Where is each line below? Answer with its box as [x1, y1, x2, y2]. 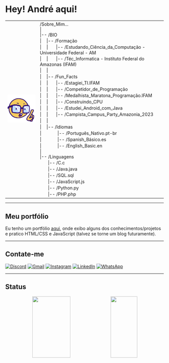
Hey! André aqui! [5, 4, 77, 15]
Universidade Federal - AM [39, 49, 97, 56]
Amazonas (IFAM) [39, 61, 77, 67]
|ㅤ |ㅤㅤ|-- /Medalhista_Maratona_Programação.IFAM [39, 92, 152, 99]
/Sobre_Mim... [39, 21, 69, 27]
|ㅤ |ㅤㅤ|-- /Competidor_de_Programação [39, 86, 128, 92]
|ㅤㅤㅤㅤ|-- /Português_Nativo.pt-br [39, 130, 117, 136]
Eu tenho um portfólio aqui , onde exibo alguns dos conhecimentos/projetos [5, 225, 161, 231]
